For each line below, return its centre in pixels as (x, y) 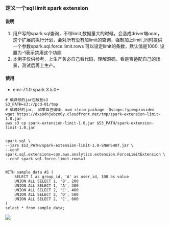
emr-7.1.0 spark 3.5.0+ (36, 90)
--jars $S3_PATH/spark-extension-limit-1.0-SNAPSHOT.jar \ (69, 146)
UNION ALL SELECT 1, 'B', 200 (47, 181)
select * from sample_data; (35, 208)
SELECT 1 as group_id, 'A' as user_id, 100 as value (72, 177)
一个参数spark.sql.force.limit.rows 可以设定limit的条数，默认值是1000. (86, 46)
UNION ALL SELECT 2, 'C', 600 (47, 199)
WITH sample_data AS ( (29, 172)
